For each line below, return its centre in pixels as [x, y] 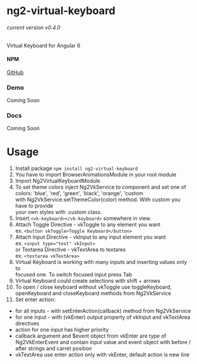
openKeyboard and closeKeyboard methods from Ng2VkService [93, 293]
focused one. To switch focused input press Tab [74, 275]
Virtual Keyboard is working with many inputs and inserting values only [101, 262]
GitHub [15, 72]
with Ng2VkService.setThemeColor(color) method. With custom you [98, 200]
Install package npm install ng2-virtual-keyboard [76, 168]
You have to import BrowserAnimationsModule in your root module [96, 175]
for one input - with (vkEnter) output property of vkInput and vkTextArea [103, 317]
